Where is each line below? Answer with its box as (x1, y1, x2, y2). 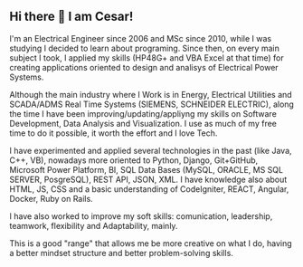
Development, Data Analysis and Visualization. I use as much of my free (9, 118, 278, 129)
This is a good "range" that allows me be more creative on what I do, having (9, 237, 292, 249)
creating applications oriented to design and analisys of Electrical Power (9, 62, 279, 72)
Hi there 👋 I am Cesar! (9, 9, 134, 24)
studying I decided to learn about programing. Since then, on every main (9, 43, 280, 53)
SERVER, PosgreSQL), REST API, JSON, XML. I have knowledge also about (9, 174, 288, 185)
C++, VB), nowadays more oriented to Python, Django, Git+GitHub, (9, 155, 259, 166)
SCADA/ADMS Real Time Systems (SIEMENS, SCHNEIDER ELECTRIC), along (9, 99, 294, 110)
